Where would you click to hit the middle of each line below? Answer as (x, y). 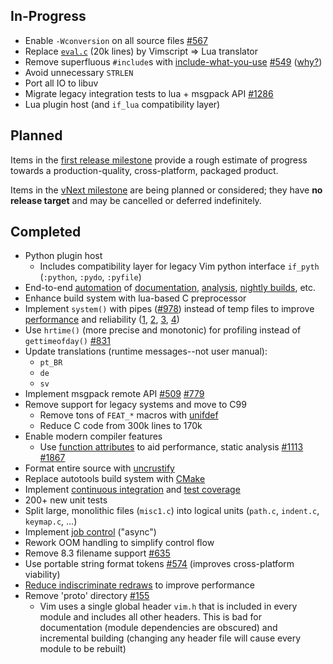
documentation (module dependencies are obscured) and (158, 628)
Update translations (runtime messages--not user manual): (146, 351)
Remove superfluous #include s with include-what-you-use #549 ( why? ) (173, 61)
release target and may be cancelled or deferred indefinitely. (136, 200)
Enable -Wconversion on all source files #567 (116, 40)
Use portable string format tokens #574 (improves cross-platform (159, 564)
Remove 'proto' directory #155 (87, 596)
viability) (42, 575)
